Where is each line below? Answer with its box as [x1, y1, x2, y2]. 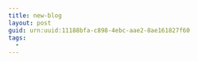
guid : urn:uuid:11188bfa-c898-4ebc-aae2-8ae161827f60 [8, 26, 191, 34]
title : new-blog [8, 11, 62, 20]
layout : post [8, 19, 52, 27]
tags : [8, 33, 26, 42]
